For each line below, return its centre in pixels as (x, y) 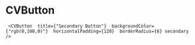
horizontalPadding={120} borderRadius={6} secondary (121, 31)
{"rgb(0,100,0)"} (27, 31)
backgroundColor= (133, 26)
